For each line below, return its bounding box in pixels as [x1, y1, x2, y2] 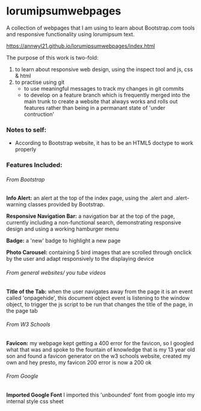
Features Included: [6, 161, 63, 170]
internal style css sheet [6, 397, 64, 405]
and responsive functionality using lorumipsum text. [6, 30, 135, 37]
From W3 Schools [6, 321, 51, 328]
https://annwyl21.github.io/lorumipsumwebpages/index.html [6, 42, 155, 49]
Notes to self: [6, 126, 47, 134]
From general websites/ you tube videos [6, 269, 107, 276]
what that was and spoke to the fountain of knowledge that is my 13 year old [6, 346, 196, 353]
